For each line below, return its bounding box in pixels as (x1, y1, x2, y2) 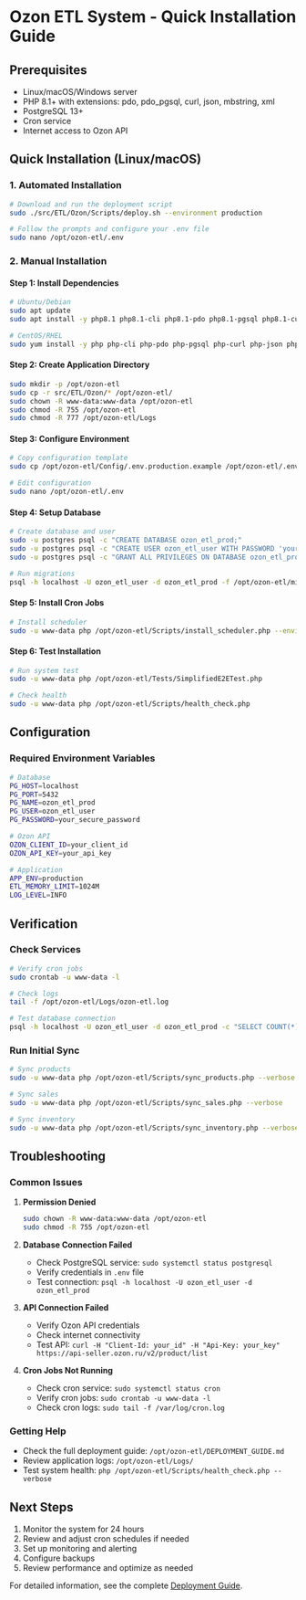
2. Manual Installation (9, 255, 107, 268)
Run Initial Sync (9, 1044, 80, 1057)
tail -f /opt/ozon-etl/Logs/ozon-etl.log (9, 997, 169, 1006)
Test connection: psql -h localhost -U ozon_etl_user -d (36, 1277, 253, 1288)
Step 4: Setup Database (9, 507, 102, 518)
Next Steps (9, 1500, 74, 1515)
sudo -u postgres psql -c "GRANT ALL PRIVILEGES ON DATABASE (9, 553, 247, 562)
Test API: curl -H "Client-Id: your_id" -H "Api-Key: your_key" (36, 1340, 280, 1351)
